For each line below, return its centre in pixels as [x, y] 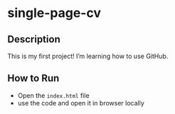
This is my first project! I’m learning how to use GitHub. [88, 56]
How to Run [33, 78]
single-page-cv [54, 13]
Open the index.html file [54, 95]
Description [34, 39]
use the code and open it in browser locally [81, 103]
